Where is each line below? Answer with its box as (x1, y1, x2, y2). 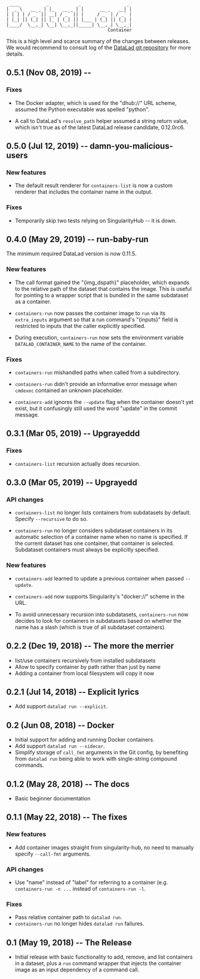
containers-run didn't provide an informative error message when (14, 381, 177, 388)
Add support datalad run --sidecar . (14, 742, 106, 750)
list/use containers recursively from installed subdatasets (14, 656, 156, 664)
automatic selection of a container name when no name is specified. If (14, 534, 188, 541)
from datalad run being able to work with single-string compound (14, 755, 177, 763)
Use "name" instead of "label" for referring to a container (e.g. (14, 878, 168, 885)
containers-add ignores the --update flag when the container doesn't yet (14, 399, 194, 406)
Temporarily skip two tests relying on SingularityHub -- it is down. (14, 217, 177, 224)
